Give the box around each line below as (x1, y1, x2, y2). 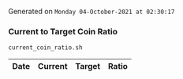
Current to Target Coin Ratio (8, 26, 118, 37)
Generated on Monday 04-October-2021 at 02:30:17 (8, 7, 175, 16)
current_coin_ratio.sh (8, 44, 83, 52)
